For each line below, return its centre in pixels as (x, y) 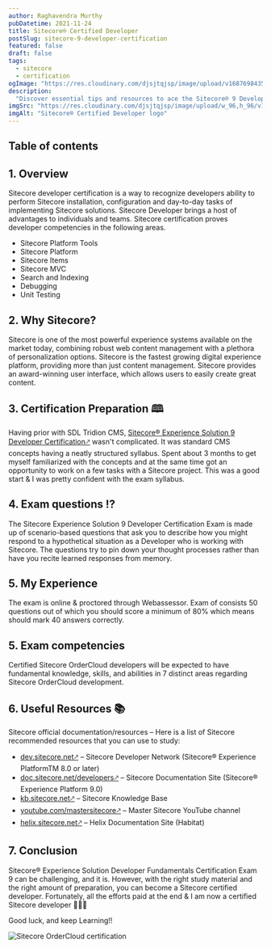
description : (30, 91)
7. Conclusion (43, 851)
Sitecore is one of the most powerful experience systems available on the (130, 339)
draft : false (30, 53)
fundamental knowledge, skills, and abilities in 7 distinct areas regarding (128, 674)
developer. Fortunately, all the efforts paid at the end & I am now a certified (132, 896)
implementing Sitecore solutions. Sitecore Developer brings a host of (123, 210)
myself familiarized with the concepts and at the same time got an (118, 461)
